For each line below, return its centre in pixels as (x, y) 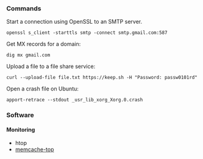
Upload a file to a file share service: (51, 66)
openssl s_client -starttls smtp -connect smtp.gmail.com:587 (87, 33)
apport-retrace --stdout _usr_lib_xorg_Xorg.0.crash (75, 100)
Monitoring (21, 129)
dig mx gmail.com (28, 55)
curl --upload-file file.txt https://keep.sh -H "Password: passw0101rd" (102, 78)
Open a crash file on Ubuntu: (43, 89)
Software (20, 115)
